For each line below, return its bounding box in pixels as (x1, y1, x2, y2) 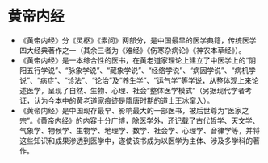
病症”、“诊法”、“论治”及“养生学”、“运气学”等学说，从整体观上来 (40, 75, 252, 85)
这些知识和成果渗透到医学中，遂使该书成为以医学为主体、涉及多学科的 (19, 136, 253, 145)
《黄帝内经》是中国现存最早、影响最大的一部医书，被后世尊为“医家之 (19, 105, 249, 115)
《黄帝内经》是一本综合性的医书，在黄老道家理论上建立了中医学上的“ (19, 55, 249, 65)
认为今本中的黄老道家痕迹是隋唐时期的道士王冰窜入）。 (33, 96, 215, 105)
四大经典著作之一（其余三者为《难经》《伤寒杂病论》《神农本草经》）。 (19, 45, 246, 55)
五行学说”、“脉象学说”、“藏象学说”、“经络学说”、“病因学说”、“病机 (26, 65, 249, 75)
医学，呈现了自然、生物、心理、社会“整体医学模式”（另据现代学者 (26, 85, 245, 95)
